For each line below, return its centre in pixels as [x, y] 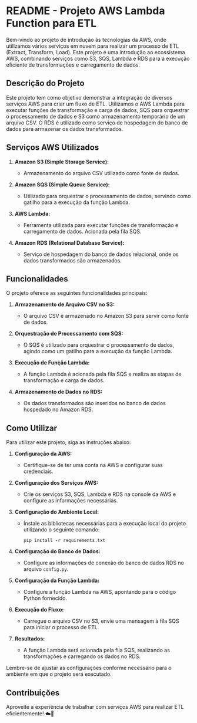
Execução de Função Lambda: [52, 363]
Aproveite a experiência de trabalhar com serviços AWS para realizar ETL [95, 707]
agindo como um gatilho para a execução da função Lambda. [98, 351]
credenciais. [38, 471]
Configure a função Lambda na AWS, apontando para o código [100, 592]
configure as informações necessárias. [71, 501]
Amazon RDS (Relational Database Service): [69, 242]
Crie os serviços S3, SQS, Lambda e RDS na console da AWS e [100, 494]
